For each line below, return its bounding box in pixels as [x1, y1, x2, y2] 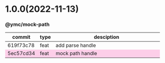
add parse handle [55, 42, 96, 49]
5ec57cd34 [7, 50, 35, 57]
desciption [94, 33, 119, 40]
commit [12, 33, 30, 40]
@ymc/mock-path [5, 21, 50, 28]
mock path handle [55, 50, 97, 57]
